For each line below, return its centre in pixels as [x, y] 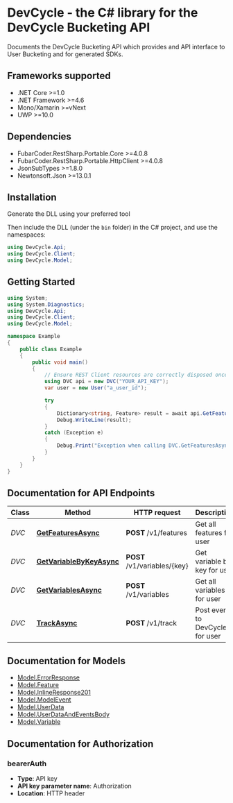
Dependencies [39, 137]
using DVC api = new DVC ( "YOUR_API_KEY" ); [106, 382]
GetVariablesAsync [69, 590]
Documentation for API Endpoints [81, 493]
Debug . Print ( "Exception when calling [111, 446]
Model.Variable [39, 722]
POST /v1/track [151, 623]
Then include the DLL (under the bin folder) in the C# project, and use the [113, 228]
